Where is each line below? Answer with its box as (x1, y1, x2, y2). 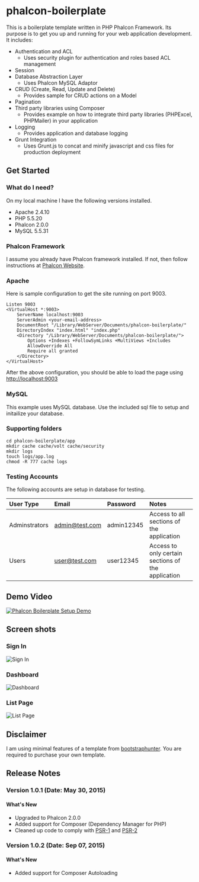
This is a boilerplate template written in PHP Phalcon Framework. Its (6, 24, 172, 31)
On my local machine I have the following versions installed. (6, 197, 152, 204)
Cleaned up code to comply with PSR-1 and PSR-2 (14, 826, 138, 833)
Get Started (6, 166, 50, 176)
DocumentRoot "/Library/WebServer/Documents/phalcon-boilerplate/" (17, 322, 187, 328)
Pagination (14, 98, 41, 105)
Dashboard (6, 671, 39, 679)
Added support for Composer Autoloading (14, 869, 118, 876)
